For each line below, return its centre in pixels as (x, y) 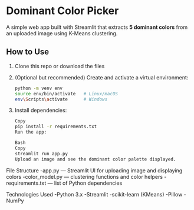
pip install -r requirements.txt (56, 127)
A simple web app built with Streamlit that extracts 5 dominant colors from (97, 27)
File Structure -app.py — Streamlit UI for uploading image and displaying (94, 170)
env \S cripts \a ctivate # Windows (61, 99)
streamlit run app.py (41, 154)
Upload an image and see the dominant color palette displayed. (95, 159)
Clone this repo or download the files (60, 66)
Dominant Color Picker (63, 11)
